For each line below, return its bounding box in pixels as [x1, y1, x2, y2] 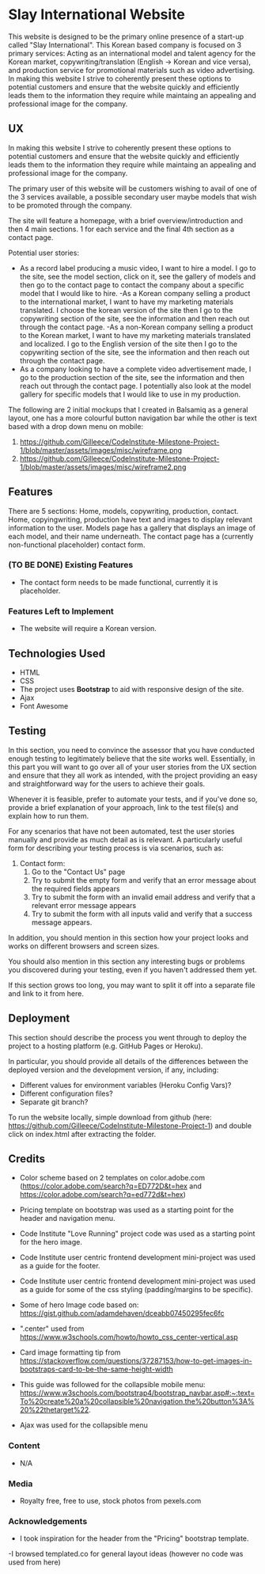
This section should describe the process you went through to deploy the [8, 1032, 247, 1042]
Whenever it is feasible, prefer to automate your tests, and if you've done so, [8, 794, 258, 804]
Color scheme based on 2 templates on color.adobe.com [19, 1173, 206, 1183]
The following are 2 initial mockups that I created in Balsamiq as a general [8, 405, 248, 414]
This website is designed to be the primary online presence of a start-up [8, 32, 244, 41]
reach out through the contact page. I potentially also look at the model [19, 381, 252, 390]
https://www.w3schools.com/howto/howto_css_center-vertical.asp [19, 1333, 239, 1342]
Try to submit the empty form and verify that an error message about [31, 875, 257, 884]
